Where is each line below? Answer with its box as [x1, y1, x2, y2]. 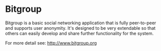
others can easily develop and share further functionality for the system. [5, 30, 154, 36]
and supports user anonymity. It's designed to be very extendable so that [5, 25, 156, 31]
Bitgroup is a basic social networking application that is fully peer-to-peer [5, 20, 157, 26]
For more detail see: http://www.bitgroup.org [5, 40, 97, 46]
